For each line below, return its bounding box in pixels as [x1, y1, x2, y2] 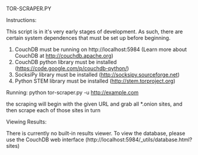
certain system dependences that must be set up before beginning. [6, 34, 171, 41]
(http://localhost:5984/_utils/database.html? [85, 136, 193, 143]
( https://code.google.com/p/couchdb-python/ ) [14, 65, 129, 72]
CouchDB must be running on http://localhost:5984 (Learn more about [14, 46, 187, 53]
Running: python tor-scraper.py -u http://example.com [6, 89, 139, 96]
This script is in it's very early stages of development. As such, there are [6, 28, 183, 35]
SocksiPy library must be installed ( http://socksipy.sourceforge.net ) [14, 71, 180, 78]
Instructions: [6, 17, 37, 23]
